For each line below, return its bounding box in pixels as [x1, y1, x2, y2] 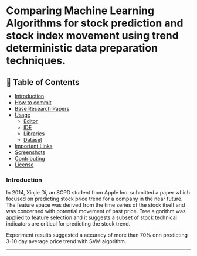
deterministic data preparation [6, 42, 158, 55]
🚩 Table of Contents [6, 77, 80, 87]
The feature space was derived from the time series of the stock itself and [6, 202, 185, 209]
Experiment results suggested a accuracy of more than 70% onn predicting [6, 231, 188, 238]
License [14, 161, 34, 168]
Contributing [14, 155, 45, 162]
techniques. [6, 54, 66, 67]
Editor [23, 118, 38, 124]
